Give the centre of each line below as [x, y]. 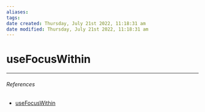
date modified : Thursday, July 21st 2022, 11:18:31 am [77, 29]
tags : [13, 18]
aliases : [17, 12]
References [21, 84]
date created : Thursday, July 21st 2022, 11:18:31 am [76, 23]
